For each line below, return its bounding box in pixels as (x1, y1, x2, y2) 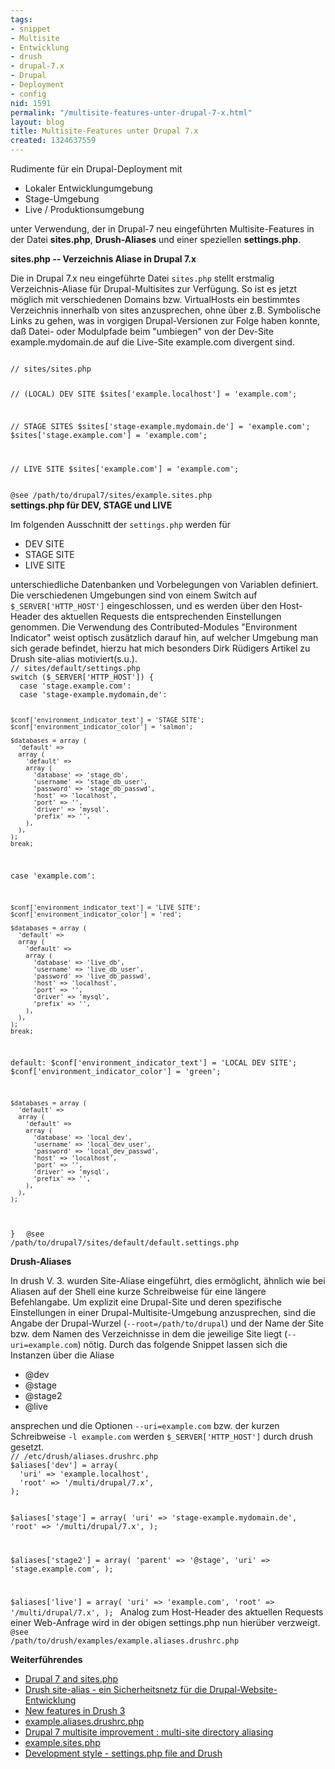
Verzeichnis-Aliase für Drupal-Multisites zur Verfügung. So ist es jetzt (10, 283, 297, 295)
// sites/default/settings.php (10, 663, 141, 673)
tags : (10, 14, 33, 25)
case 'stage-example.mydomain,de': (19, 689, 168, 700)
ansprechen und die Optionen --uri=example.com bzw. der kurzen (10, 1419, 280, 1431)
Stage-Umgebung (24, 193, 100, 205)
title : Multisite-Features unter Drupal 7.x (10, 126, 199, 136)
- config (10, 89, 47, 99)
